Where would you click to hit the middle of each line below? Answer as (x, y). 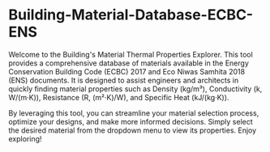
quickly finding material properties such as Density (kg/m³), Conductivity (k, (135, 89)
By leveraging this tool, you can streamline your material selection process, (134, 113)
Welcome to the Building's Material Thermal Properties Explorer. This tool (131, 54)
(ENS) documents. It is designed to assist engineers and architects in (124, 80)
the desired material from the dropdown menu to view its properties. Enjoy (133, 130)
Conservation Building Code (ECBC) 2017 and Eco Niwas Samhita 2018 (127, 71)
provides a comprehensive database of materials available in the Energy (129, 63)
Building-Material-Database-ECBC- (131, 15)
